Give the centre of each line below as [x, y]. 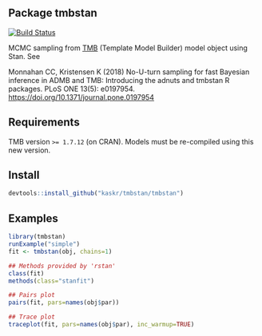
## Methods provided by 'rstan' [62, 266]
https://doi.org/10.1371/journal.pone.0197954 [81, 97]
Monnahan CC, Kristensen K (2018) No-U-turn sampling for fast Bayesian [129, 72]
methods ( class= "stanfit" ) [51, 281]
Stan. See [24, 56]
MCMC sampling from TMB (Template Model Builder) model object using [128, 48]
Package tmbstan [53, 13]
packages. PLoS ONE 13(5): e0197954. [72, 89]
